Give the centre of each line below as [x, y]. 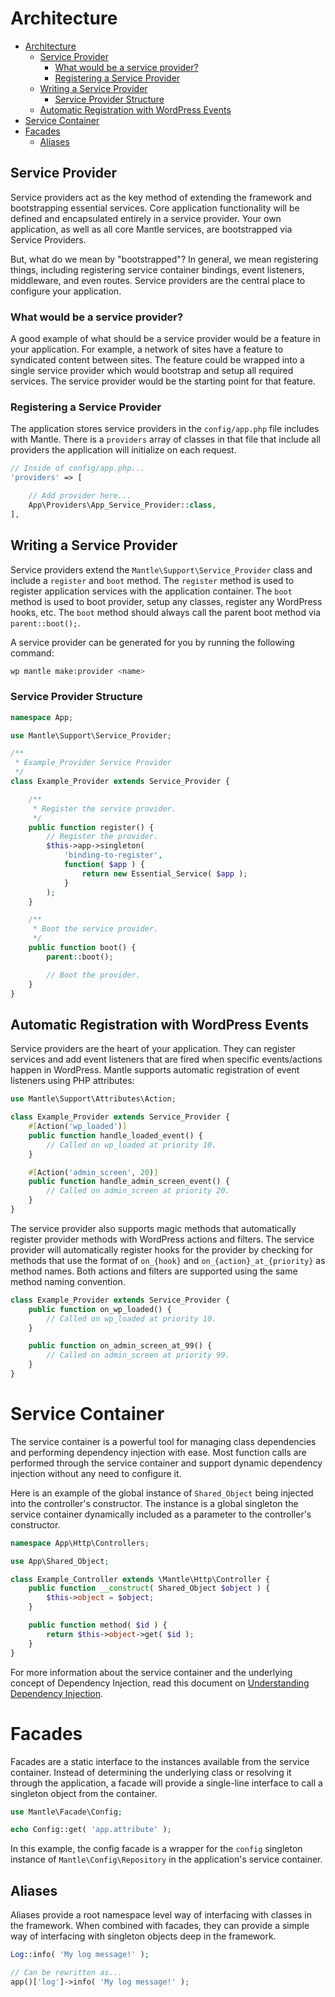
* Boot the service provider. [95, 929]
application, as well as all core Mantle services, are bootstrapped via [151, 229]
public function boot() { [82, 948]
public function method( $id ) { [98, 1625]
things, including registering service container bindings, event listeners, [157, 269]
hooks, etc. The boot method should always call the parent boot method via [166, 612]
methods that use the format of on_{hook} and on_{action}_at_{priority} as [168, 1260]
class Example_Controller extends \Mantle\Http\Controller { [140, 1579]
